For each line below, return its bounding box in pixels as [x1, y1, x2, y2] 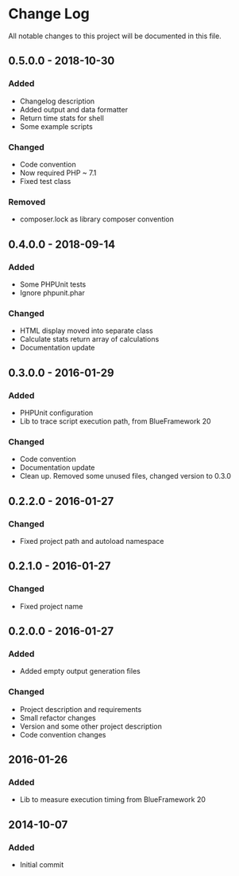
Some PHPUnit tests [19, 280, 87, 289]
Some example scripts [19, 121, 93, 131]
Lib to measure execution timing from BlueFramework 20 [19, 795, 206, 804]
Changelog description [19, 96, 95, 106]
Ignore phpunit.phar [19, 287, 85, 297]
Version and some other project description [19, 722, 163, 731]
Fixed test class [19, 176, 71, 186]
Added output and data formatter [19, 104, 129, 114]
